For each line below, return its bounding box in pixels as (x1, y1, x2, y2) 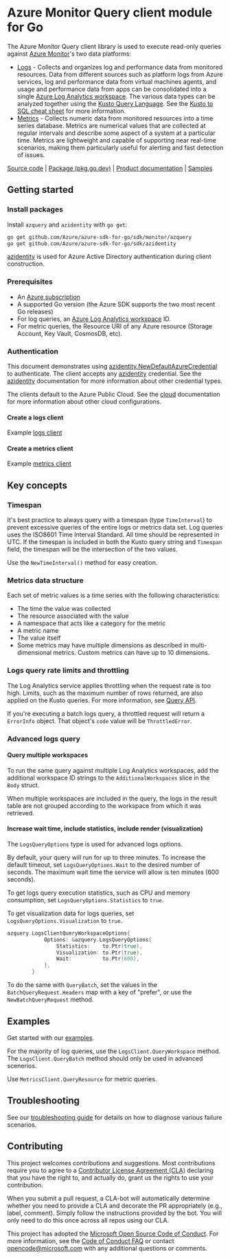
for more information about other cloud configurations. (7, 397, 162, 406)
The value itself (16, 634, 61, 642)
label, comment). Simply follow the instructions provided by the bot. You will (7, 1209, 222, 1217)
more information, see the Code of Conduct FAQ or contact (7, 1236, 174, 1245)
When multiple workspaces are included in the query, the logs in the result (7, 794, 218, 802)
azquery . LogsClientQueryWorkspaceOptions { (7, 930, 130, 937)
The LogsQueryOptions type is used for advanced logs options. (7, 840, 183, 848)
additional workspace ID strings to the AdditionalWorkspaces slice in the (7, 773, 210, 782)
